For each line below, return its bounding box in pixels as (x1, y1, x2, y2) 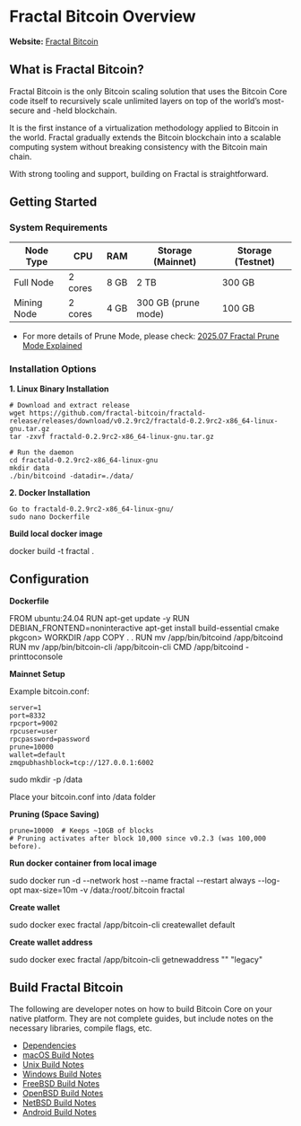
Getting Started (9, 195, 98, 210)
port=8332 (9, 711, 47, 720)
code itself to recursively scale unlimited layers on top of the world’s (9, 95, 262, 106)
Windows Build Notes (21, 1069, 102, 1079)
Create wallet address (9, 937, 93, 947)
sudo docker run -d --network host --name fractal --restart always (9, 875, 256, 885)
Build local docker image (9, 528, 103, 539)
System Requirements (9, 222, 108, 234)
